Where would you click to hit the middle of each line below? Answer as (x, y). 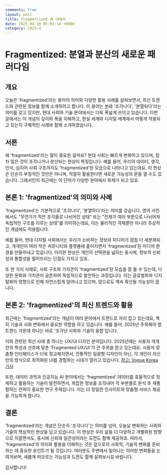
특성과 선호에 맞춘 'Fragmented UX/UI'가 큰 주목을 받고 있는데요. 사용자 (84, 347)
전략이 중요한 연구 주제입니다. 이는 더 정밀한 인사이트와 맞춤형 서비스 (85, 389)
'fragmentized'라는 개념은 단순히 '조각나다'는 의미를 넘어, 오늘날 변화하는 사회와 (83, 426)
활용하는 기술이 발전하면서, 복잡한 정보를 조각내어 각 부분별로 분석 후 (85, 383)
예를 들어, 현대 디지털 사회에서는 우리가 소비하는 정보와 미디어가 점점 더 (74, 240)
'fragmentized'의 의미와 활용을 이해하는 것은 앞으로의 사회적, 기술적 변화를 (78, 445)
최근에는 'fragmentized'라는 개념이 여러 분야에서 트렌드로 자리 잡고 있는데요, (80, 318)
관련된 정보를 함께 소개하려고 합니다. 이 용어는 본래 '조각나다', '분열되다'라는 (88, 106)
